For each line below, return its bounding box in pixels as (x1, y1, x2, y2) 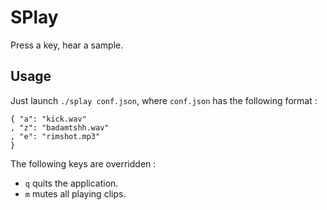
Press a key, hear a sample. (10, 39, 124, 51)
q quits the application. (24, 177, 119, 189)
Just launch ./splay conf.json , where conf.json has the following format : (10, 94, 318, 106)
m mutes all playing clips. (24, 187, 127, 200)
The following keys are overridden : (10, 157, 157, 170)
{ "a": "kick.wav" (10, 114, 87, 124)
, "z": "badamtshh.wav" (10, 122, 110, 133)
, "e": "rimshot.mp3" (10, 131, 101, 141)
